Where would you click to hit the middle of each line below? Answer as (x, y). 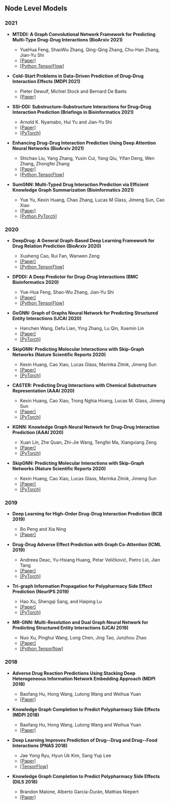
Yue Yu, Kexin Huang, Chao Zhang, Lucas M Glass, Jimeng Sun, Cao (92, 200)
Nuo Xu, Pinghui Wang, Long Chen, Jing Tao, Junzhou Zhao (83, 638)
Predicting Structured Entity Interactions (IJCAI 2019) (70, 628)
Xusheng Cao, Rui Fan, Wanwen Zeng (60, 256)
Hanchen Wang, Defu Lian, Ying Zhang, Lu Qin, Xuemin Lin (82, 328)
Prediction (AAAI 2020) (38, 432)
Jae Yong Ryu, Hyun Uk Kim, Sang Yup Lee (66, 755)
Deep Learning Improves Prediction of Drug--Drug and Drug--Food (85, 740)
